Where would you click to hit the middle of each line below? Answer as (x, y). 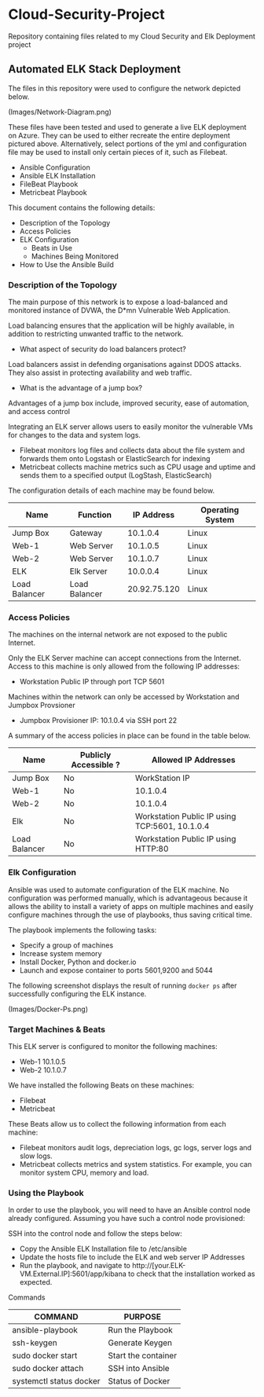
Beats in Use (52, 247)
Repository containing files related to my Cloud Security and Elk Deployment (132, 36)
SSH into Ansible (139, 1369)
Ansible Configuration (55, 167)
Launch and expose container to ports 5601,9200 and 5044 (116, 970)
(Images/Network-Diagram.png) (60, 112)
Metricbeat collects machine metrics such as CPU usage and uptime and (137, 467)
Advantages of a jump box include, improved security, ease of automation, (129, 403)
